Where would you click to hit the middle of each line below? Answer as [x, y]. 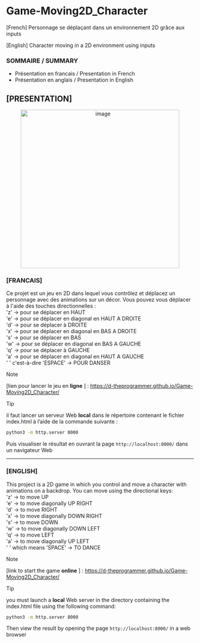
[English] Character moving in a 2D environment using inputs [81, 45]
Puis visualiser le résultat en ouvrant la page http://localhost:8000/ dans [97, 444]
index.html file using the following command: [61, 606]
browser [16, 635]
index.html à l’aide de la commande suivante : [62, 422]
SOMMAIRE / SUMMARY [42, 61]
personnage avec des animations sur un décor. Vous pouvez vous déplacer [99, 300]
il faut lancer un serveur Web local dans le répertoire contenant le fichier [95, 415]
